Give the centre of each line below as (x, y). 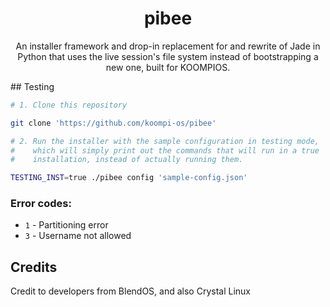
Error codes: (41, 204)
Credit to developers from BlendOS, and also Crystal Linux (130, 291)
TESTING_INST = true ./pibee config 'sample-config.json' (129, 178)
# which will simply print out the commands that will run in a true (165, 150)
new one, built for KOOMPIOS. (168, 67)
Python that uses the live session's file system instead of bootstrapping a (168, 56)
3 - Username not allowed (78, 236)
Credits (34, 267)
